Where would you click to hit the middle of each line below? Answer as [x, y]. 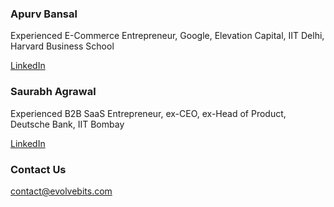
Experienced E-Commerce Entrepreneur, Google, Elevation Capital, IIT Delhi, [167, 36]
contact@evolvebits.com [61, 191]
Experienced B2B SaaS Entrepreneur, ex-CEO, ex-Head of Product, [148, 113]
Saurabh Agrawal [53, 92]
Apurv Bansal [44, 14]
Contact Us [38, 169]
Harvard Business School [62, 46]
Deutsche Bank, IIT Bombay [67, 124]
